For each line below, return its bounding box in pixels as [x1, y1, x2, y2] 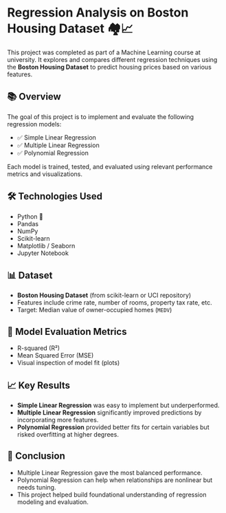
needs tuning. [16, 483, 56, 491]
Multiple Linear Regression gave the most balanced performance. [16, 468, 203, 477]
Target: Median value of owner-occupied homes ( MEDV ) [16, 306, 172, 314]
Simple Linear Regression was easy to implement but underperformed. [16, 401, 220, 409]
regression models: [7, 120, 62, 128]
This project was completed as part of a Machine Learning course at [7, 48, 201, 56]
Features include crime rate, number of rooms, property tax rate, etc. [16, 298, 212, 307]
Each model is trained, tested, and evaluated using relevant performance [7, 162, 213, 171]
